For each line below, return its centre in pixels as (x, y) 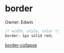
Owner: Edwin (19, 22)
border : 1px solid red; (29, 36)
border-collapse (21, 45)
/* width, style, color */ (32, 31)
